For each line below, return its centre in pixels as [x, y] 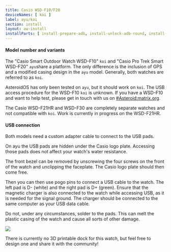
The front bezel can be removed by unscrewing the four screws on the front [85, 161]
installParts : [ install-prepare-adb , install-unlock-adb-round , [76, 34]
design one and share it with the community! [52, 244]
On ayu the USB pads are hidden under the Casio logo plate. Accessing [80, 146]
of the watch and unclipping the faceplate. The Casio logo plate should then [85, 167]
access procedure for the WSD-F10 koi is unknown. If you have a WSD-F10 [84, 93]
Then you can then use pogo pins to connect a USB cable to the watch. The [85, 182]
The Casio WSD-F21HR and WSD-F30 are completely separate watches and [85, 108]
